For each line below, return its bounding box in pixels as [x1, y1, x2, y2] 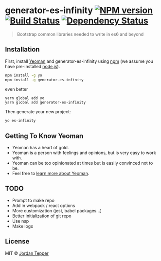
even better [5, 86, 28, 92]
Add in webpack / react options [12, 202, 75, 209]
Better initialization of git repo [12, 213, 72, 219]
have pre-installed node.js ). [5, 63, 60, 69]
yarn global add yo [5, 95, 45, 101]
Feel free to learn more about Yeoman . [12, 170, 89, 176]
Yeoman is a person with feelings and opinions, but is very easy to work [12, 150, 157, 156]
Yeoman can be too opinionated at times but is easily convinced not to [12, 160, 153, 166]
